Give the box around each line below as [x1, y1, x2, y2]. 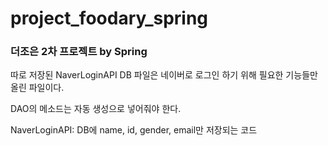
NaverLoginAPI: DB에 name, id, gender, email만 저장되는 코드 [10, 124, 258, 136]
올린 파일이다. [10, 82, 65, 94]
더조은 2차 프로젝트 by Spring [10, 45, 148, 59]
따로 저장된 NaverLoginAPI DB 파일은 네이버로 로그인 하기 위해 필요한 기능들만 [10, 69, 318, 81]
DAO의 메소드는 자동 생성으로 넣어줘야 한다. [10, 103, 182, 115]
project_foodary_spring [10, 7, 209, 30]
